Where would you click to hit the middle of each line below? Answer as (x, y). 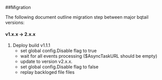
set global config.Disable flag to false (59, 67)
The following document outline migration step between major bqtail (77, 17)
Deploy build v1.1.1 (31, 46)
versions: (15, 23)
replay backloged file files (47, 72)
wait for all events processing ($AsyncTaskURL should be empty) (89, 56)
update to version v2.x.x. (46, 62)
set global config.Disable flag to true (58, 51)
